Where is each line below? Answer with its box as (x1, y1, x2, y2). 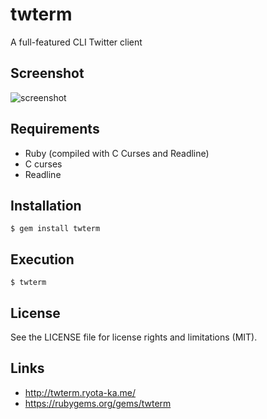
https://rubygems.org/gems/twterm (24, 397, 172, 409)
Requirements (10, 121, 100, 138)
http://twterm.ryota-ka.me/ (24, 386, 137, 398)
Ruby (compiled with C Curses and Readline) (24, 147, 210, 159)
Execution (10, 251, 75, 268)
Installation (10, 197, 82, 214)
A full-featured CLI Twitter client (10, 36, 143, 48)
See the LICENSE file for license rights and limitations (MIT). (10, 331, 258, 343)
